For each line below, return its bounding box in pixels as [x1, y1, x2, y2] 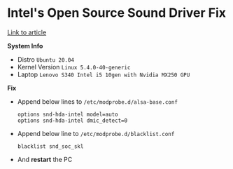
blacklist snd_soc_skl [17, 142, 84, 150]
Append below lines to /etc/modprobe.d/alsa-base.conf [17, 97, 178, 106]
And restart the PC [17, 155, 73, 163]
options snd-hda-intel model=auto [17, 111, 118, 118]
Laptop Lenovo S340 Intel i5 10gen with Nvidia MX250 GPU [17, 70, 190, 79]
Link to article [7, 28, 47, 36]
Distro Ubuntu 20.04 [17, 55, 75, 64]
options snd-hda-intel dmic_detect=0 [17, 117, 128, 124]
